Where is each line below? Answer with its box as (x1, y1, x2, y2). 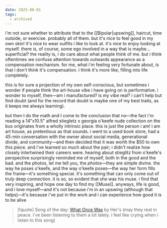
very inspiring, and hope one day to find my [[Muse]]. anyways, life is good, (5, 181, 160, 187)
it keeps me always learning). (5, 103, 66, 109)
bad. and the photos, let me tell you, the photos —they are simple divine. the (5, 160, 160, 166)
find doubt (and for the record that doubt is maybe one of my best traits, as (5, 98, 159, 104)
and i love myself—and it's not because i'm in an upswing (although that (5, 187, 153, 193)
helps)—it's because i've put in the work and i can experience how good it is (5, 192, 162, 198)
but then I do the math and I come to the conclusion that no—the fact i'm (5, 113, 154, 119)
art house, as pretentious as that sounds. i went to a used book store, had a (5, 129, 160, 135)
